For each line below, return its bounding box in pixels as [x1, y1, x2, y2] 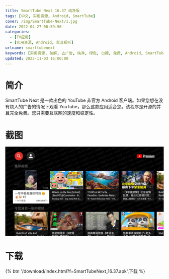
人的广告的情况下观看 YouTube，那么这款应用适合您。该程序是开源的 [14, 104, 157, 110]
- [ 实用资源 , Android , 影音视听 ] [10, 40, 74, 45]
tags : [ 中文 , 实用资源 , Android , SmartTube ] [5, 13, 96, 19]
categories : [5, 29, 30, 35]
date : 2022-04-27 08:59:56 [5, 24, 62, 29]
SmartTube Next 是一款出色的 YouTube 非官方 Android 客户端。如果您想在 [5, 97, 159, 103]
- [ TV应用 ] [10, 35, 31, 40]
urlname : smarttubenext [5, 45, 55, 50]
